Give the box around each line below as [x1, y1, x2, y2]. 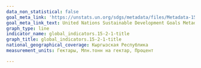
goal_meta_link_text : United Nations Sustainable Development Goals [6, 20, 181, 26]
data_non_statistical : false [6, 8, 79, 15]
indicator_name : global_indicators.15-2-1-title [6, 31, 130, 37]
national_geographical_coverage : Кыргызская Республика [6, 42, 148, 48]
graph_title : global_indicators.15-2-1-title [6, 36, 121, 42]
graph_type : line [6, 25, 50, 32]
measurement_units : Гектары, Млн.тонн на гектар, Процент [6, 48, 154, 54]
